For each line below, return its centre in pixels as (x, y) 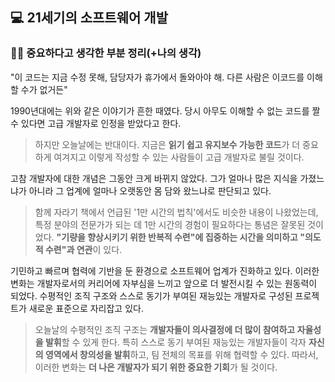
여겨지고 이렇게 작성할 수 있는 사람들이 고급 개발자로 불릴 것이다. (179, 157)
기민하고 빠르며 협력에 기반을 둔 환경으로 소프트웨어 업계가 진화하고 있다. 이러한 (165, 270)
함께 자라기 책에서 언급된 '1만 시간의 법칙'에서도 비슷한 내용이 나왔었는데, (176, 212)
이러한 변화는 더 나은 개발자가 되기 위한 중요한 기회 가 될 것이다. (156, 367)
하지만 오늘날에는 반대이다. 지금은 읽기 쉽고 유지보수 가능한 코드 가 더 (167, 144)
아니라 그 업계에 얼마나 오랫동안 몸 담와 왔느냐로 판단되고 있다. (150, 190)
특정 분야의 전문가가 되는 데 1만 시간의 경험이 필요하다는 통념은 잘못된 (170, 224)
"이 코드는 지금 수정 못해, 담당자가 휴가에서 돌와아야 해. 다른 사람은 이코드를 (157, 77)
